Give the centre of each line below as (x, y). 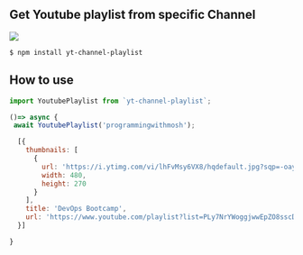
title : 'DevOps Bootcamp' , (76, 209)
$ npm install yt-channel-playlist (76, 52)
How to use (41, 80)
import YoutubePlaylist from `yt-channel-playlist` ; (110, 101)
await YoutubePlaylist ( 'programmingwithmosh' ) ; (104, 125)
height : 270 (64, 184)
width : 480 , (64, 175)
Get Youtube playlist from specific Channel (133, 15)
